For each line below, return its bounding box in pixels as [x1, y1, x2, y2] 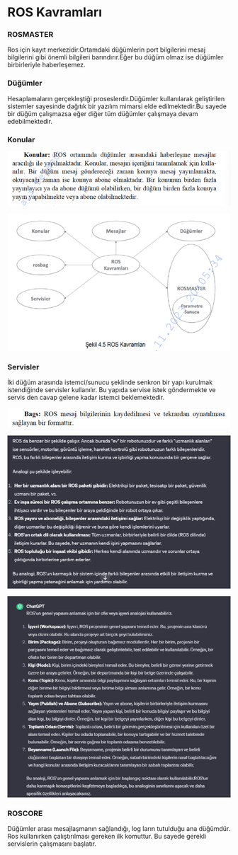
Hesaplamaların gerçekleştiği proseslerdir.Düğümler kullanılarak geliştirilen [7, 94, 225, 103]
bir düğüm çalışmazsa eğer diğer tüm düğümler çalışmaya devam [7, 109, 198, 117]
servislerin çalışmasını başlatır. [7, 839, 97, 848]
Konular [7, 134, 35, 144]
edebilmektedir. [7, 117, 53, 125]
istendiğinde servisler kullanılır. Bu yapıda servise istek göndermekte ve [7, 386, 216, 394]
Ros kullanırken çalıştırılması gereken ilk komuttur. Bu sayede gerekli [7, 832, 207, 840]
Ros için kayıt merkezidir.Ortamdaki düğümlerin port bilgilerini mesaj [7, 45, 206, 54]
